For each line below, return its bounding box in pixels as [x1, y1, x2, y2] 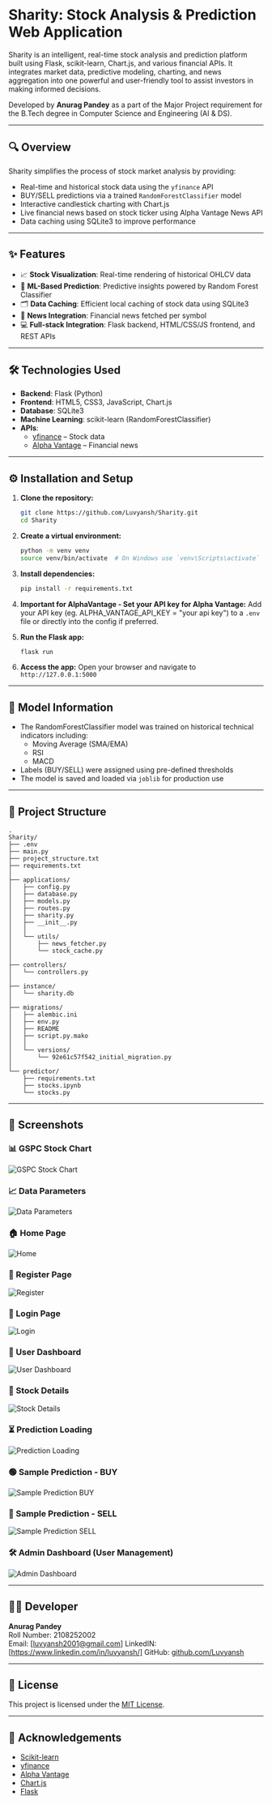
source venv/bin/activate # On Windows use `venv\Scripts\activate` [19, 554, 261, 562]
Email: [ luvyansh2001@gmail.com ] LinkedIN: [8, 1639, 157, 1648]
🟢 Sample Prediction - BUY [8, 1466, 118, 1477]
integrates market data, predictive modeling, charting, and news [8, 66, 222, 76]
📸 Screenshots [8, 1118, 84, 1132]
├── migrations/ [8, 1003, 63, 1012]
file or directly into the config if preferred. [19, 616, 159, 626]
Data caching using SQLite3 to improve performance [19, 216, 196, 226]
